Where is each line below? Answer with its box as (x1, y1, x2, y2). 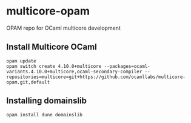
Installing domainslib (6, 96, 87, 106)
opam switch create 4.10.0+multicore (6, 63, 102, 69)
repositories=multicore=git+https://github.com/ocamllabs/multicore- (6, 74, 186, 80)
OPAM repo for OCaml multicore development (6, 24, 121, 32)
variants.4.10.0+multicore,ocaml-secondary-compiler (6, 68, 142, 75)
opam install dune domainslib (6, 111, 83, 118)
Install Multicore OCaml (6, 42, 97, 52)
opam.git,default (6, 79, 50, 85)
